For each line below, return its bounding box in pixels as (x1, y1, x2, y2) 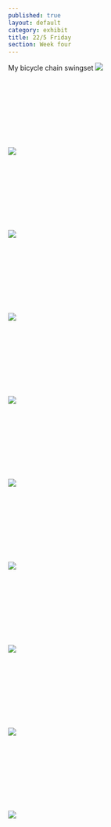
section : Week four (8, 41, 72, 49)
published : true (8, 11, 61, 20)
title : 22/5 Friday (8, 33, 72, 42)
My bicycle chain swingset (8, 64, 94, 73)
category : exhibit (8, 26, 68, 34)
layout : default (8, 19, 61, 27)
